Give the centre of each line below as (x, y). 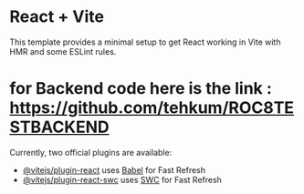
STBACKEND (59, 127)
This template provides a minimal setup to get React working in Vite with (145, 42)
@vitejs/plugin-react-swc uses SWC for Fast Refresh (122, 179)
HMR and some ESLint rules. (63, 51)
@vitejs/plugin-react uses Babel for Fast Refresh (114, 169)
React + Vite (57, 17)
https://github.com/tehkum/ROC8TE (152, 108)
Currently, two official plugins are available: (91, 152)
